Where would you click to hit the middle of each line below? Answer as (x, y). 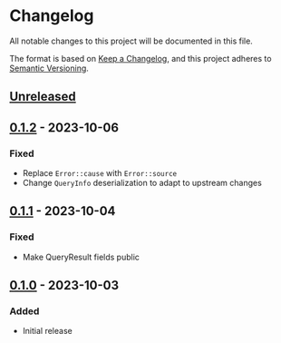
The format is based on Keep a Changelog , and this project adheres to (140, 58)
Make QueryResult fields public (81, 257)
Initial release (47, 331)
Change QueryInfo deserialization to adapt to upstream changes (142, 183)
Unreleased (43, 97)
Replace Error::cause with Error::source (100, 173)
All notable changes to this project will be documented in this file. (131, 41)
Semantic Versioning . (49, 68)
